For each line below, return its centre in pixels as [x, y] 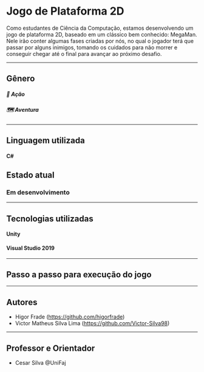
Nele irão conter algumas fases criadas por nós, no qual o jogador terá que [100, 41]
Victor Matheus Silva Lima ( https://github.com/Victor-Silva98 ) [92, 323]
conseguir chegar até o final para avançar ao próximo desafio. [84, 53]
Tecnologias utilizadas [50, 219]
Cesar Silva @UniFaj [40, 362]
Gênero [21, 79]
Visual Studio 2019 [30, 248]
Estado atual [30, 175]
